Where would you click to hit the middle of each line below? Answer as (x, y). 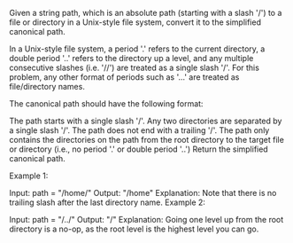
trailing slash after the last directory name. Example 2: (108, 202)
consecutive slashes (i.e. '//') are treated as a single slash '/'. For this (134, 67)
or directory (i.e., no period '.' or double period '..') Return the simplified (139, 149)
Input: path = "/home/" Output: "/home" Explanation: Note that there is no (143, 193)
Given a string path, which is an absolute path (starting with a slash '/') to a (146, 13)
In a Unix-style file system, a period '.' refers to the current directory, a (137, 49)
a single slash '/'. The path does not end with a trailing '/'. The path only (139, 130)
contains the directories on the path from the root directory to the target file (147, 140)
